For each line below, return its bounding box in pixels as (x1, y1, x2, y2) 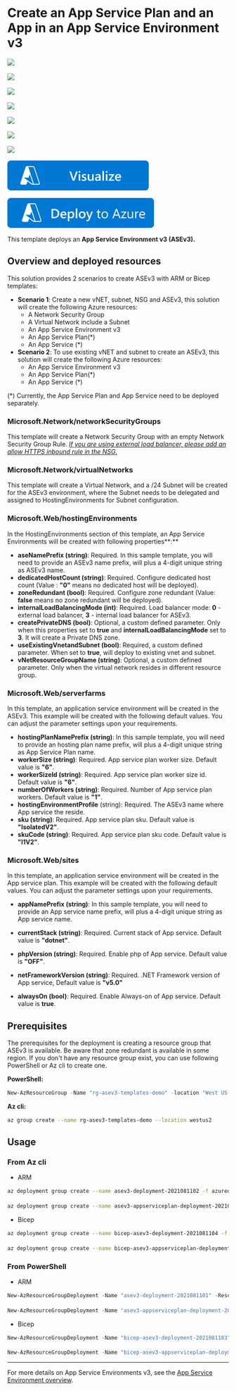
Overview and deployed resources (7, 255, 162, 267)
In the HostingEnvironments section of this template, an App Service (7, 529, 205, 538)
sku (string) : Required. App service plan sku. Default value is (17, 815, 195, 823)
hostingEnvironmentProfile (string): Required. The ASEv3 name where (17, 800, 224, 809)
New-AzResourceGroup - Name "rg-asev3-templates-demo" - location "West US (7, 1089, 228, 1097)
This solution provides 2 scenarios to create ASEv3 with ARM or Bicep (7, 274, 211, 283)
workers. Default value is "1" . (17, 792, 103, 801)
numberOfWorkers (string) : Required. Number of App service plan (17, 785, 212, 794)
